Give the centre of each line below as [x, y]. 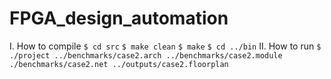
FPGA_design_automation [119, 18]
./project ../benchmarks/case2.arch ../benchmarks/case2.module [146, 55]
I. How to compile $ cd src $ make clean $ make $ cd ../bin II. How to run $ [165, 46]
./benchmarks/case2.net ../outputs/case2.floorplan [119, 64]
